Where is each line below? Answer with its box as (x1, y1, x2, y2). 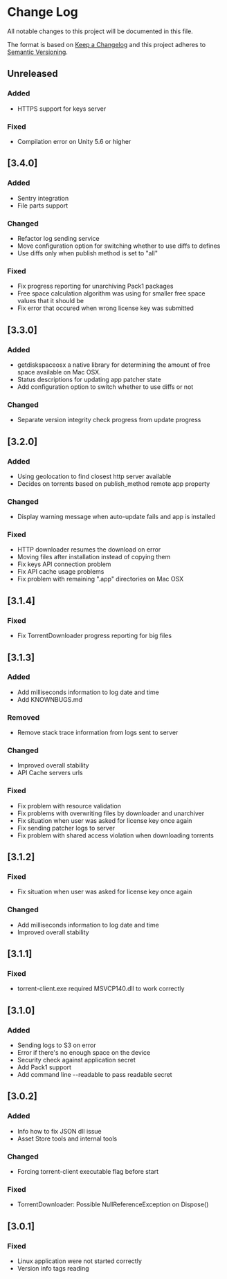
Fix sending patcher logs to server (17, 824, 116, 832)
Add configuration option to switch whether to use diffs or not (17, 382, 194, 391)
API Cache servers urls (17, 769, 83, 777)
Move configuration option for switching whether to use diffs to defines (17, 242, 221, 250)
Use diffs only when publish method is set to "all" (17, 248, 158, 257)
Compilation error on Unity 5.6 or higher (17, 137, 131, 145)
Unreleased (7, 68, 59, 80)
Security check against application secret (17, 1056, 136, 1064)
